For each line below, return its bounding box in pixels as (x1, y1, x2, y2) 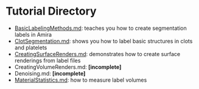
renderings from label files (14, 57, 81, 64)
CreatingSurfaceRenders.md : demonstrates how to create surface (14, 50, 181, 57)
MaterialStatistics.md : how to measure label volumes (14, 76, 147, 84)
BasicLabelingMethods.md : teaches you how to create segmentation (14, 24, 187, 32)
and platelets (14, 44, 47, 51)
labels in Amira (14, 30, 52, 38)
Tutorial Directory (5, 4, 97, 18)
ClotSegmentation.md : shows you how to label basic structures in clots (14, 37, 193, 44)
